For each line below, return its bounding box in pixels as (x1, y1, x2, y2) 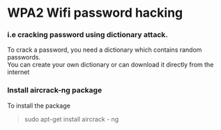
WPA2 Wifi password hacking (7, 5, 183, 21)
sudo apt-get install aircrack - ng (24, 115, 119, 123)
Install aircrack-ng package (7, 85, 102, 95)
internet (7, 68, 30, 76)
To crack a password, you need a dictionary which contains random (7, 45, 202, 54)
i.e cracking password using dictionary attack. (7, 30, 169, 40)
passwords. (7, 53, 40, 62)
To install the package (7, 101, 71, 110)
